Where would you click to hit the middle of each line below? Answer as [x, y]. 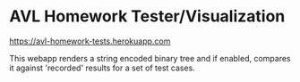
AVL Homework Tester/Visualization [147, 16]
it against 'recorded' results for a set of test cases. [102, 68]
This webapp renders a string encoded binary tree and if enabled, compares [150, 58]
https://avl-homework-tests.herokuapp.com [90, 41]
